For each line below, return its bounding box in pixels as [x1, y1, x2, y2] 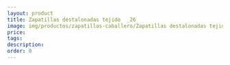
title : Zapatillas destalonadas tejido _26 [7, 16, 136, 23]
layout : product [7, 9, 53, 17]
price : [7, 28, 26, 36]
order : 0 [7, 48, 32, 55]
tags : [7, 35, 23, 42]
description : [7, 41, 44, 48]
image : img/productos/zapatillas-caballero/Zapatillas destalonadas [7, 22, 207, 29]
